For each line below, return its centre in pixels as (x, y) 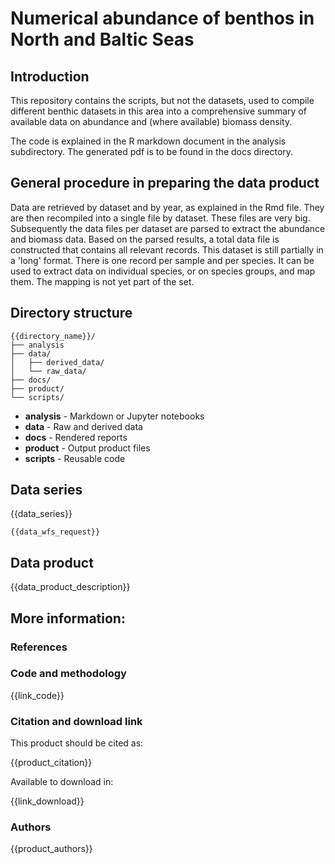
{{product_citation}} (51, 763)
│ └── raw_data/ (48, 371)
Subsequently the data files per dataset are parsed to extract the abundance (168, 228)
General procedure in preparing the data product (165, 183)
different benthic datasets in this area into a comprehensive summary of (158, 111)
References (39, 647)
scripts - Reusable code (75, 458)
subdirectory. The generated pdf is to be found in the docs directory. (152, 151)
